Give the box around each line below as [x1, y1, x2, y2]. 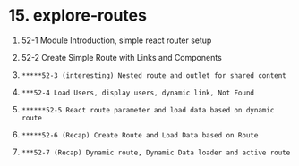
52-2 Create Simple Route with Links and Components [21, 52, 223, 62]
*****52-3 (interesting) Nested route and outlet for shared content [21, 71, 287, 80]
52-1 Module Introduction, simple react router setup [21, 35, 212, 46]
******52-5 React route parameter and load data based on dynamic [21, 105, 275, 114]
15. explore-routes [8, 5, 147, 26]
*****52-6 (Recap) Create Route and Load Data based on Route [21, 130, 259, 139]
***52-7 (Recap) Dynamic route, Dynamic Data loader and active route [21, 148, 291, 157]
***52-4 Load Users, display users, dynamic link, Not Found [21, 88, 255, 97]
